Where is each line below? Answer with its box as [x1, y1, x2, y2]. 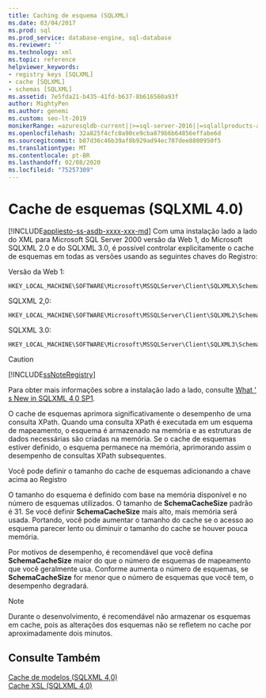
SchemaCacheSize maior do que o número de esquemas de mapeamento [8, 556, 251, 565]
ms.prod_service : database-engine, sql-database [8, 33, 172, 42]
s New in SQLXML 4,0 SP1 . [8, 393, 96, 403]
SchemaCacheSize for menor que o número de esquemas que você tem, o [8, 572, 254, 582]
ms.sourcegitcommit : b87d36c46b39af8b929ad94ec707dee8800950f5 [8, 136, 222, 145]
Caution [8, 354, 34, 364]
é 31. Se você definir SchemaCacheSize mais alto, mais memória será [8, 506, 237, 516]
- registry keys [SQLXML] [8, 70, 93, 78]
